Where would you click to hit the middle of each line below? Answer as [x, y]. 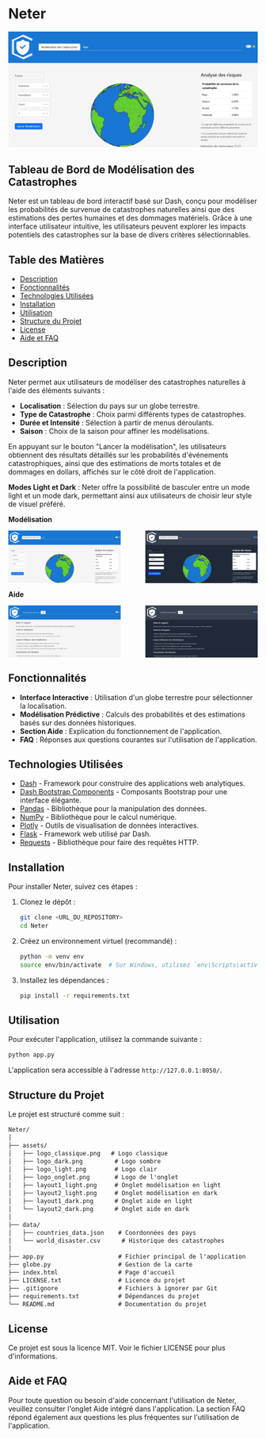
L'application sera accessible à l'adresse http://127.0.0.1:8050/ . [115, 1070]
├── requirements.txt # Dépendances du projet [104, 1297]
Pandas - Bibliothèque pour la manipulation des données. [113, 809]
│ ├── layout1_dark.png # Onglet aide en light [101, 1202]
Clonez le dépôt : [47, 902]
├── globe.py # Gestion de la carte [101, 1265]
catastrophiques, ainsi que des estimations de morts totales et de [115, 463]
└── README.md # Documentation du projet [108, 1305]
